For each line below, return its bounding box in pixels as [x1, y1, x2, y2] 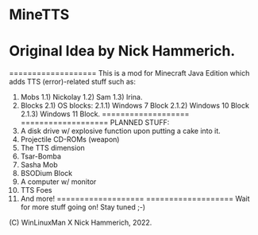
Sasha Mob [20, 160, 58, 170]
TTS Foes [20, 186, 52, 195]
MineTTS [9, 6, 70, 24]
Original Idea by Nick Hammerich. [9, 42, 236, 61]
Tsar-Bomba [20, 151, 62, 161]
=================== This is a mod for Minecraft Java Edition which [9, 69, 250, 78]
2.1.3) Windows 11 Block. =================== [20, 109, 190, 119]
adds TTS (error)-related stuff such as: [9, 77, 136, 87]
